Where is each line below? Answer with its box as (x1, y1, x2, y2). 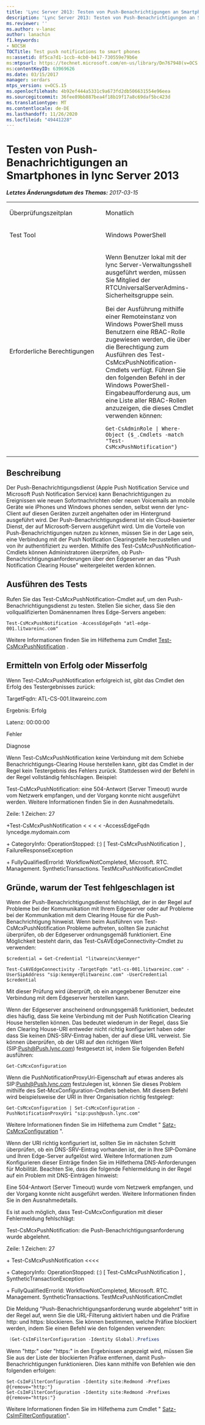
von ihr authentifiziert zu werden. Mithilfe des (6, 542, 121, 549)
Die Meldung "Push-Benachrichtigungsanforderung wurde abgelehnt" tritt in (6, 1305, 198, 1313)
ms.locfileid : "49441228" (6, 116, 72, 123)
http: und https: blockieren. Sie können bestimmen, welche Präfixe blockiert (6, 1318, 197, 1326)
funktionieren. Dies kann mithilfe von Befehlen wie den (58, 1360, 196, 1368)
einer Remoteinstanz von (106, 312, 177, 321)
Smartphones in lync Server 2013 (6, 169, 179, 183)
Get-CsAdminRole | (106, 425, 159, 432)
